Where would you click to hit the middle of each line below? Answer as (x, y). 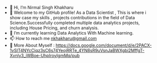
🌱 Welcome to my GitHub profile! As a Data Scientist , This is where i (78, 13)
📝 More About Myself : (32, 45)
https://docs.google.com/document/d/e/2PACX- (103, 45)
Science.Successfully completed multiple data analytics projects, (75, 23)
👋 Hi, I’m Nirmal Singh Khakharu (41, 7)
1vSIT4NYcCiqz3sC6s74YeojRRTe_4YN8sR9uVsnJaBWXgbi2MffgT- (77, 50)
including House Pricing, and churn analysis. (54, 28)
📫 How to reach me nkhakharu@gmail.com (53, 38)
